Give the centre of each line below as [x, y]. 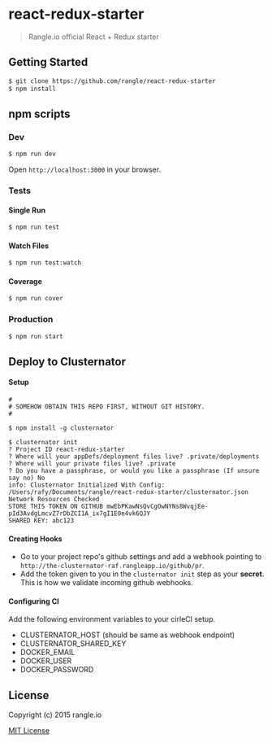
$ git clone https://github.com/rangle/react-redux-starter [112, 81]
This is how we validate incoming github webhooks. [106, 583]
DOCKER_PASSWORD [57, 670]
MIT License [29, 731]
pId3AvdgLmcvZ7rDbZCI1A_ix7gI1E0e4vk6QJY [80, 514]
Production [31, 320]
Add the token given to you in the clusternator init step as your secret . [142, 574]
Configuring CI [34, 601]
